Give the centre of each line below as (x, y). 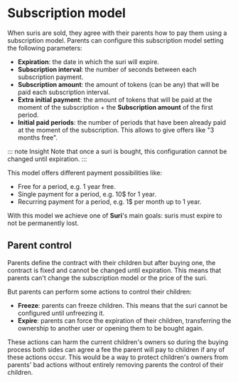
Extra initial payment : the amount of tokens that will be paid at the (115, 99)
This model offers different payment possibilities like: (85, 172)
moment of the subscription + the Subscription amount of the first (115, 107)
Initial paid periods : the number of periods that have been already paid (121, 122)
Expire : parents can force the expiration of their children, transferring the (124, 320)
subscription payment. (50, 77)
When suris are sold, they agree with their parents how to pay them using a (117, 33)
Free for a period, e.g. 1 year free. (66, 186)
